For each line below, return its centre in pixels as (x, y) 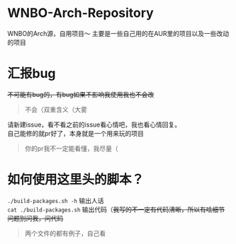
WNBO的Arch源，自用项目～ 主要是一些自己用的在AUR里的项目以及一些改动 (118, 33)
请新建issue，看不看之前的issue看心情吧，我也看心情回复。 (94, 124)
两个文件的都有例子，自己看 (65, 233)
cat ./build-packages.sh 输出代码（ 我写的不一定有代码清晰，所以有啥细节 (116, 209)
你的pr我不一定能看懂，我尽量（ (71, 148)
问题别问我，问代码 (35, 218)
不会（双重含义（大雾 (56, 109)
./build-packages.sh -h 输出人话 (56, 200)
